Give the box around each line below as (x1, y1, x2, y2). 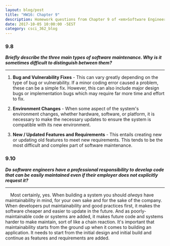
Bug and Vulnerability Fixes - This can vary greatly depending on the (12, 74, 158, 80)
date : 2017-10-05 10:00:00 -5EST (5, 21, 76, 27)
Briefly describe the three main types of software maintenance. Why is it (5, 54, 162, 61)
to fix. (12, 96, 25, 102)
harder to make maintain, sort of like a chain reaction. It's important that (5, 219, 155, 225)
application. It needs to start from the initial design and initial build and (5, 229, 152, 235)
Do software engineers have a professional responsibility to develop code (5, 167, 164, 173)
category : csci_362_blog (5, 26, 58, 31)
